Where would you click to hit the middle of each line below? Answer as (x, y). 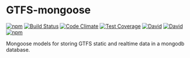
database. (18, 49)
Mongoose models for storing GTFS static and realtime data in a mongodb (95, 43)
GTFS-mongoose (49, 10)
